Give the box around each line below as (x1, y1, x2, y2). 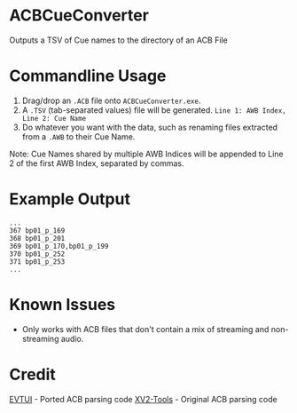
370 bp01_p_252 (9, 250, 66, 258)
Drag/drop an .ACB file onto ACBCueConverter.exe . (21, 95, 201, 106)
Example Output (9, 189, 131, 210)
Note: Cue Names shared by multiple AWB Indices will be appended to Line (9, 148, 284, 159)
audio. (60, 333, 84, 344)
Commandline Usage (9, 66, 167, 86)
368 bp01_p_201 (9, 234, 66, 242)
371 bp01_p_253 (9, 257, 66, 266)
